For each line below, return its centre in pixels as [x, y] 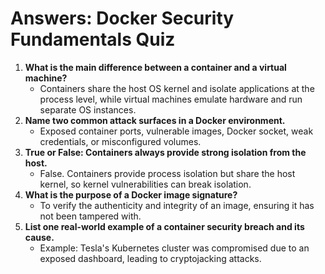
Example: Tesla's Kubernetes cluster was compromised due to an [174, 248]
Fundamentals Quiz [93, 39]
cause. [39, 237]
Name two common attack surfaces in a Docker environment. [155, 120]
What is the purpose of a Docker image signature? [131, 194]
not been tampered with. [90, 216]
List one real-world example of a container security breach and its [164, 226]
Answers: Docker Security [122, 18]
